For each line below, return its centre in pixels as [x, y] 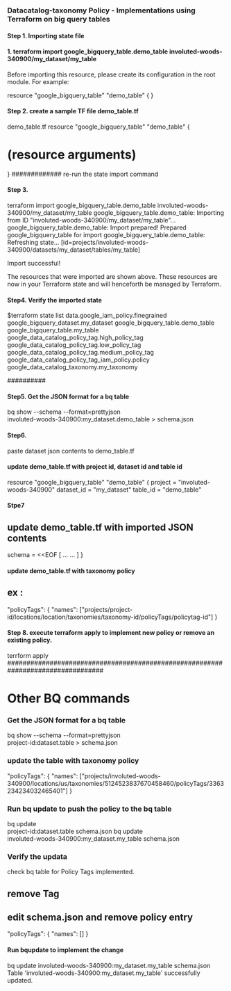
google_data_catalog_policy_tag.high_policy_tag [75, 338]
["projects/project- [106, 609]
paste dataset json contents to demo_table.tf [71, 451]
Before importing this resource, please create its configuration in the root [111, 74]
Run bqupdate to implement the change [65, 950]
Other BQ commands [69, 699]
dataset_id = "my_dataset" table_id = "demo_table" [129, 490]
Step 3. [18, 190]
